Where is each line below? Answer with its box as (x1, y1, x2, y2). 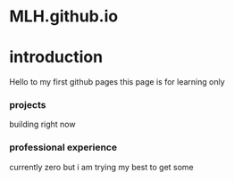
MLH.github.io (9, 6, 119, 27)
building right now (9, 119, 76, 130)
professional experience (9, 141, 118, 153)
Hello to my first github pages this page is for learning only (9, 77, 225, 87)
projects (9, 99, 46, 111)
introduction (9, 47, 104, 68)
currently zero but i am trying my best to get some (9, 161, 194, 172)
